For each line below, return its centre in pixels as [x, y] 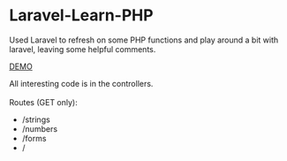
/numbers [40, 128]
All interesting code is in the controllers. [81, 83]
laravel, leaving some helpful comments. [83, 49]
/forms [34, 138]
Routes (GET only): [43, 102]
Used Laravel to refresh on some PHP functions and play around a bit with [144, 40]
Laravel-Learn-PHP [81, 15]
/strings [36, 119]
